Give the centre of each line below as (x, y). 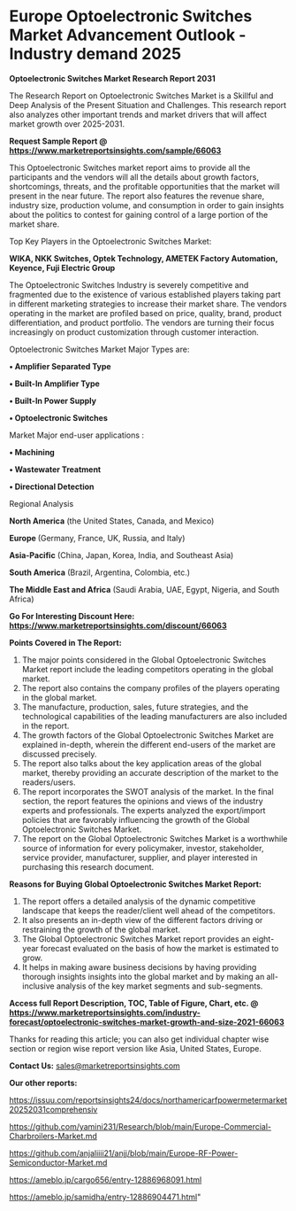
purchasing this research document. (88, 866)
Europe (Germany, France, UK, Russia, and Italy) (97, 538)
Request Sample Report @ (58, 141)
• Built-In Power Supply (53, 400)
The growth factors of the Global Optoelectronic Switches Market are (148, 735)
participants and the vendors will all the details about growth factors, (134, 177)
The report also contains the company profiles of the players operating (151, 687)
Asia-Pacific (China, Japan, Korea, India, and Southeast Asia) (121, 555)
